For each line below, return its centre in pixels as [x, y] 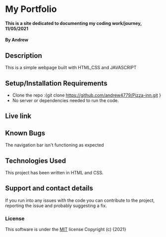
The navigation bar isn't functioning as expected [55, 145]
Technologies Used [35, 161]
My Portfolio [31, 9]
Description [24, 56]
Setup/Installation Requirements [56, 83]
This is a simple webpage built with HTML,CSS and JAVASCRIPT [71, 68]
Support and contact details [49, 188]
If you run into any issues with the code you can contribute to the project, [80, 200]
